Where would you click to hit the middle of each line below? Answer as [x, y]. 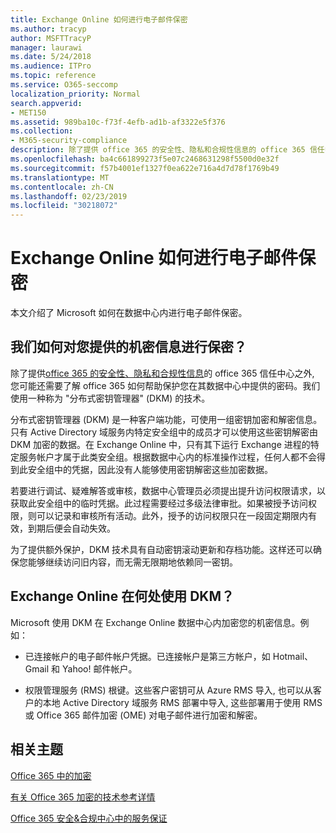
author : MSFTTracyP [51, 38]
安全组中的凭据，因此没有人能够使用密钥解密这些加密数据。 [150, 469]
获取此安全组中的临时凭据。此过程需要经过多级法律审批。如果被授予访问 [159, 503]
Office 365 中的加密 [51, 775]
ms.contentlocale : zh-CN [62, 187]
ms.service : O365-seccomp [64, 85]
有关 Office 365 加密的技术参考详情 [83, 797]
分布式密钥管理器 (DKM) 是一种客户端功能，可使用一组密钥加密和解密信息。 [166, 419]
